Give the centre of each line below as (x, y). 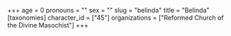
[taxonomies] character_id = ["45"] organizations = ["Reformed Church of (116, 18)
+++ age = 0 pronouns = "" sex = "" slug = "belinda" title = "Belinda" (109, 10)
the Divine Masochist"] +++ (48, 25)
